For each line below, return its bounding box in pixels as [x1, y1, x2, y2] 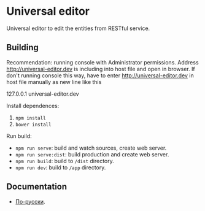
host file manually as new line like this [6, 78, 102, 85]
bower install [15, 121, 52, 128]
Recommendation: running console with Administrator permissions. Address [6, 58, 199, 66]
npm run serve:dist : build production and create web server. [15, 150, 169, 158]
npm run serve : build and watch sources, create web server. [15, 144, 167, 152]
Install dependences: [6, 102, 60, 109]
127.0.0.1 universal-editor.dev [6, 90, 79, 98]
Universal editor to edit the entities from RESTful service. [6, 25, 150, 32]
